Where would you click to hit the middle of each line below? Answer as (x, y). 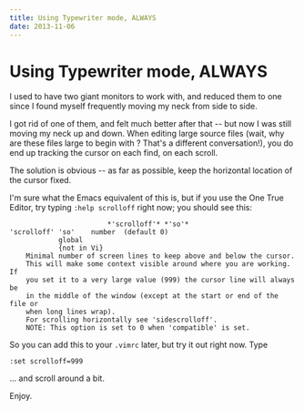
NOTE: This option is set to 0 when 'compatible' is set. (138, 328)
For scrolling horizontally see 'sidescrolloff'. (122, 320)
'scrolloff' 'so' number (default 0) (89, 232)
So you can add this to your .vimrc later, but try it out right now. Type (139, 345)
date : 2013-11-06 (42, 26)
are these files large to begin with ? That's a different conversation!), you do (152, 143)
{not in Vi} (81, 248)
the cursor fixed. (41, 180)
